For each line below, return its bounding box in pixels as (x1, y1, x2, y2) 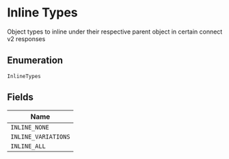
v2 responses (7, 34, 46, 42)
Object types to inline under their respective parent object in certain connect (7, 27, 223, 36)
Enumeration (7, 55, 64, 66)
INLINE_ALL (10, 142, 46, 150)
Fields (7, 91, 34, 103)
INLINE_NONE (10, 123, 50, 131)
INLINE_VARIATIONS (10, 132, 70, 140)
